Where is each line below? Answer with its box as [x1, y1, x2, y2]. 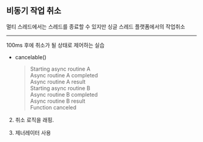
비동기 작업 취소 [6, 5, 62, 16]
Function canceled [30, 103, 77, 111]
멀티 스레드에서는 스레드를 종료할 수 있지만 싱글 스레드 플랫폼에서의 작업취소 [6, 23, 185, 30]
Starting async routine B [30, 84, 91, 92]
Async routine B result [30, 97, 86, 105]
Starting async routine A [30, 65, 91, 73]
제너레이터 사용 [14, 129, 51, 136]
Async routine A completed [30, 71, 98, 79]
